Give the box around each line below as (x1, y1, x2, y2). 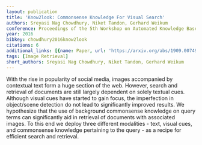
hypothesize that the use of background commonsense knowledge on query (6, 107, 196, 114)
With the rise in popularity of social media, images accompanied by (6, 75, 173, 83)
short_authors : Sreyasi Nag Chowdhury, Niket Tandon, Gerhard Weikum (6, 59, 185, 65)
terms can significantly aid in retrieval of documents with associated (6, 113, 176, 120)
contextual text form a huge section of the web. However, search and (6, 81, 178, 89)
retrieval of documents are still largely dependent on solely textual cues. (6, 88, 185, 95)
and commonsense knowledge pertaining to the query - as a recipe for (6, 126, 182, 134)
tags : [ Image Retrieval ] (6, 53, 69, 59)
